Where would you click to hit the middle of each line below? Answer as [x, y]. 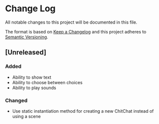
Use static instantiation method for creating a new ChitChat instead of [83, 111]
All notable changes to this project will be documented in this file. [71, 22]
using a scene [26, 116]
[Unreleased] [26, 52]
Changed [16, 100]
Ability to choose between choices [47, 82]
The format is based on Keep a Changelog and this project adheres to [76, 31]
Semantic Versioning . [27, 37]
